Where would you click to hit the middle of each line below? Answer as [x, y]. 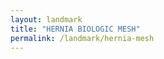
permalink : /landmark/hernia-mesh [82, 38]
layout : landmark [46, 19]
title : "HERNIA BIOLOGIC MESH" [75, 29]
